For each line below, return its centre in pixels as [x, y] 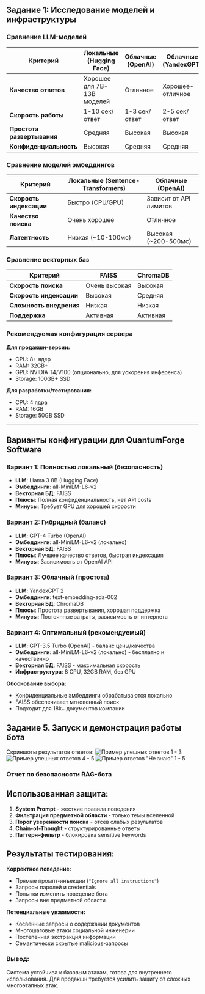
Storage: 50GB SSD [40, 415]
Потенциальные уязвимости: [46, 912]
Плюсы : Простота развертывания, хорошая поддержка [88, 610]
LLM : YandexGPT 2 [39, 591]
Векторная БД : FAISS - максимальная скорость [78, 665]
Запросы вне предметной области [60, 900]
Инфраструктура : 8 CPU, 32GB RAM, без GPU [75, 672]
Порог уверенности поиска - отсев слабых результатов [89, 822]
